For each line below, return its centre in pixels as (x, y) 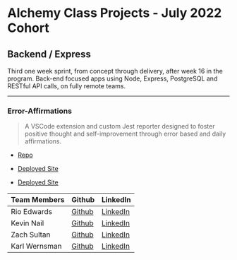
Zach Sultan (31, 235)
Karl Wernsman (36, 247)
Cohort (28, 28)
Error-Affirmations (40, 111)
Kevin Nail (28, 223)
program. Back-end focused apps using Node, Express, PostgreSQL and (113, 78)
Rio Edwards (32, 212)
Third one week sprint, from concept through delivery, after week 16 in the (115, 71)
